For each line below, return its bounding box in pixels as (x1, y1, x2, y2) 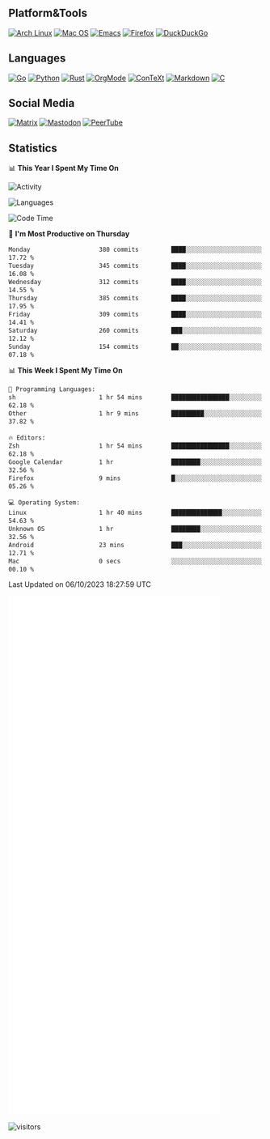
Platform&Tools (8, 6, 87, 20)
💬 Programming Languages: (8, 385, 95, 393)
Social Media (8, 96, 75, 110)
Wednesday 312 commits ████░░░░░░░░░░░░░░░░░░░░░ (8, 278, 263, 287)
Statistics (8, 141, 58, 155)
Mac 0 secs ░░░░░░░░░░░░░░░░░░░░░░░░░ (8, 558, 263, 566)
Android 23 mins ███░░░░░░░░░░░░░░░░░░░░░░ (8, 542, 263, 550)
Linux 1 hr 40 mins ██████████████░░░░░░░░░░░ (8, 509, 263, 517)
